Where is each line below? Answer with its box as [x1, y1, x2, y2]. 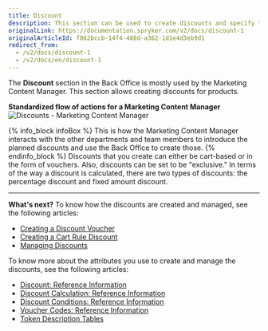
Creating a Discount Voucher [19, 223, 116, 233]
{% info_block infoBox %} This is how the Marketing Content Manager [8, 125, 239, 136]
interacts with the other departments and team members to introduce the [8, 134, 249, 144]
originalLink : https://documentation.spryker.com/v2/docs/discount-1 [8, 26, 245, 34]
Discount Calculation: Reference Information [19, 288, 166, 298]
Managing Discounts [19, 240, 88, 250]
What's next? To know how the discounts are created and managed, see [8, 199, 249, 209]
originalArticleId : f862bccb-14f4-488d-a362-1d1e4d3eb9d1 [8, 33, 205, 42]
